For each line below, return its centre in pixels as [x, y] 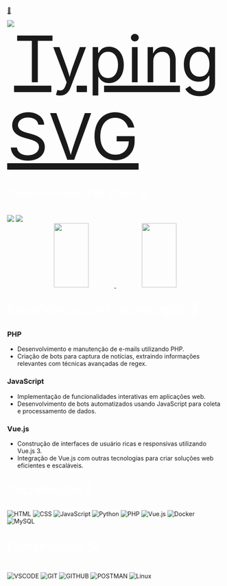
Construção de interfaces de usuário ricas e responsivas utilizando [112, 443]
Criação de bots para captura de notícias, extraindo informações [108, 356]
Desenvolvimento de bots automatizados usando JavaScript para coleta [119, 404]
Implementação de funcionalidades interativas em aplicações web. [111, 396]
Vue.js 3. [29, 451]
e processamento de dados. [57, 411]
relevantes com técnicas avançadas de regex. [82, 364]
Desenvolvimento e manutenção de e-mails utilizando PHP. [100, 349]
